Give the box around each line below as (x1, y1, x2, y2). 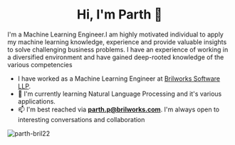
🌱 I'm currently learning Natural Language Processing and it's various (17, 89, 222, 98)
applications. (17, 96, 56, 106)
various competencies (7, 60, 73, 69)
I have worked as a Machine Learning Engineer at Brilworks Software (17, 74, 221, 83)
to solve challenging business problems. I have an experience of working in (7, 45, 229, 54)
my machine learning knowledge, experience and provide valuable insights (7, 37, 227, 46)
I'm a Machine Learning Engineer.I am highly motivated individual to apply (7, 30, 224, 39)
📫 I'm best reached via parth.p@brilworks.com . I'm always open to (17, 105, 219, 114)
